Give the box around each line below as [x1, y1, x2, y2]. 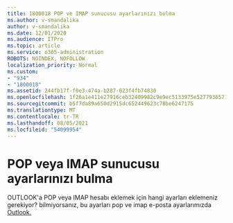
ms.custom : [7, 68, 39, 75]
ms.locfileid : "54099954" [7, 126, 82, 133]
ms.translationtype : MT [7, 107, 76, 114]
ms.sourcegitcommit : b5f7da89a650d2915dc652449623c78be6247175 [7, 100, 194, 107]
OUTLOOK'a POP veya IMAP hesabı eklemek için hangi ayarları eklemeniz [7, 193, 218, 202]
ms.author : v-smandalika [7, 17, 79, 24]
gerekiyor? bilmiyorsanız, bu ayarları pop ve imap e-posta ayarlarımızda [7, 201, 212, 209]
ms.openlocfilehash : [7, 94, 67, 101]
